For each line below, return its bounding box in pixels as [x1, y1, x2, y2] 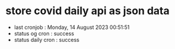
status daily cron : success [14, 36, 80, 43]
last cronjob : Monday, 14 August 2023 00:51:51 [14, 24, 130, 31]
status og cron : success [14, 30, 74, 37]
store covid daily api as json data [5, 4, 170, 18]
